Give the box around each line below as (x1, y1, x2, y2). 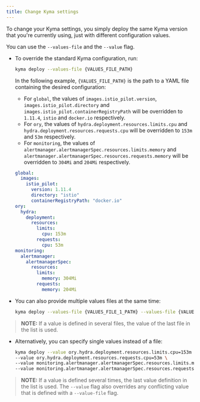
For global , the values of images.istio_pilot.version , (23, 95, 157, 102)
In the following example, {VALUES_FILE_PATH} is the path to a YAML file (14, 77, 189, 84)
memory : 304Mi (41, 275, 77, 281)
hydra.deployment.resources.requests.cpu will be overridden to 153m (23, 127, 193, 134)
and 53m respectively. (23, 133, 76, 140)
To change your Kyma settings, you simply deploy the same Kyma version (6, 25, 188, 32)
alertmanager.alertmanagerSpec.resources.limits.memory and (23, 146, 177, 153)
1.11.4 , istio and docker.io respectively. (23, 114, 126, 121)
